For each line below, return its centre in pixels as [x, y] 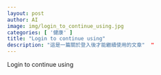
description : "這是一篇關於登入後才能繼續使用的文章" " [80, 45]
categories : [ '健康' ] [40, 32]
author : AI [23, 20]
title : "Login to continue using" [57, 39]
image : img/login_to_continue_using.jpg [66, 26]
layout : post [26, 13]
